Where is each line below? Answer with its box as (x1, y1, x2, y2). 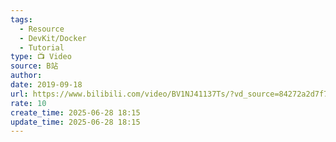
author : (10, 71, 43, 81)
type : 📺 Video (10, 52, 72, 62)
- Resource (19, 24, 65, 34)
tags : (10, 14, 33, 25)
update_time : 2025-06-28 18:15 (10, 117, 141, 127)
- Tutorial (19, 42, 65, 53)
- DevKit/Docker (19, 33, 87, 43)
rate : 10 (10, 98, 47, 108)
